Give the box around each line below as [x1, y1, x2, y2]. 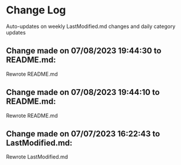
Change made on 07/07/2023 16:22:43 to [6, 129, 161, 139]
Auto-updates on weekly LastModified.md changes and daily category [6, 23, 176, 30]
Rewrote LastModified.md [6, 153, 68, 160]
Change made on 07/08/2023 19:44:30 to [6, 46, 162, 56]
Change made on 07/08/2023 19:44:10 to [6, 87, 160, 97]
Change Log [6, 3, 66, 17]
